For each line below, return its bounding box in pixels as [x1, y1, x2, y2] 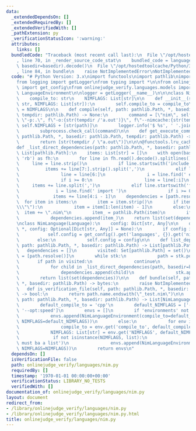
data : [6, 8, 19, 15]
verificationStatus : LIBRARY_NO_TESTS [11, 378, 106, 384]
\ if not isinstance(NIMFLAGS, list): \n [16, 335, 148, 341]
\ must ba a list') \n [16, 340, 69, 346]
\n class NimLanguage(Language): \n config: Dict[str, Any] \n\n [16, 220, 179, 226]
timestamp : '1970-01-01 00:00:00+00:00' [11, 373, 111, 379]
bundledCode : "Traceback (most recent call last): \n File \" [11, 52, 166, 58]
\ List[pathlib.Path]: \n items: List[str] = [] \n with [16, 150, 168, 156]
